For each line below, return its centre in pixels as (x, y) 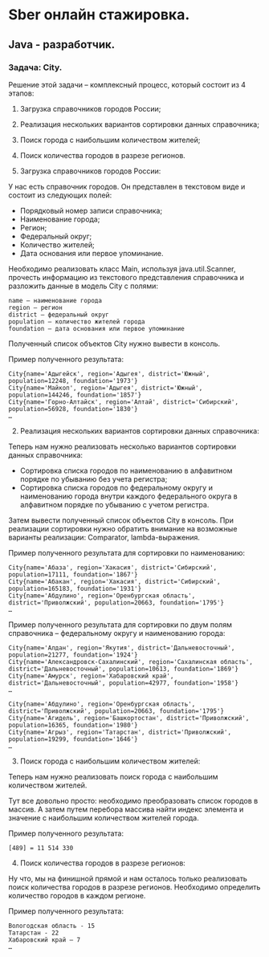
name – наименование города (55, 300)
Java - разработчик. (61, 45)
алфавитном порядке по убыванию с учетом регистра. (114, 504)
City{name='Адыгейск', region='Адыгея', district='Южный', (109, 374)
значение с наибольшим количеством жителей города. (104, 817)
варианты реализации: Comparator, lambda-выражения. (104, 537)
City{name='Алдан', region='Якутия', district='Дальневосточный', (122, 648)
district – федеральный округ (59, 315)
